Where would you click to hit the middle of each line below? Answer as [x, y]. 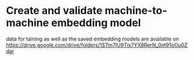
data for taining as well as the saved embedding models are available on [93, 39]
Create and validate [54, 11]
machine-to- [136, 11]
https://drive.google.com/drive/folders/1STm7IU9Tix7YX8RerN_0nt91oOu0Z [97, 45]
